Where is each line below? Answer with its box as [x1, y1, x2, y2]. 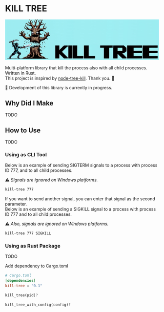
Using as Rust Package [5, 242, 61, 249]
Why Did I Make [5, 99, 54, 107]
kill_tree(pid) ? [5, 292, 38, 298]
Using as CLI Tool [5, 151, 47, 158]
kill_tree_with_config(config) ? [5, 302, 71, 307]
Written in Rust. [5, 70, 36, 76]
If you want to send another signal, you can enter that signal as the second [5, 196, 155, 202]
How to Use [5, 126, 41, 134]
